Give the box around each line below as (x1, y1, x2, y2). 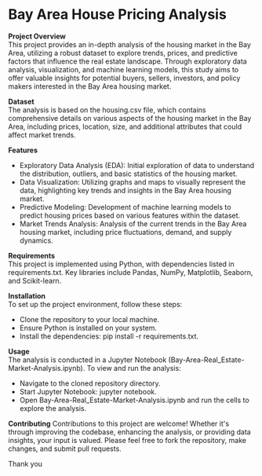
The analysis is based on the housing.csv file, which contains (8, 104, 206, 115)
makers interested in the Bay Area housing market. (8, 81, 172, 91)
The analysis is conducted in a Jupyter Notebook (8, 355, 167, 364)
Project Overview (8, 31, 67, 41)
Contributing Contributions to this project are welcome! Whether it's (8, 419, 230, 428)
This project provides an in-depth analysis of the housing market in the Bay (8, 39, 251, 49)
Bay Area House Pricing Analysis (8, 5, 227, 24)
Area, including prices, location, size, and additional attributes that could (8, 122, 242, 131)
